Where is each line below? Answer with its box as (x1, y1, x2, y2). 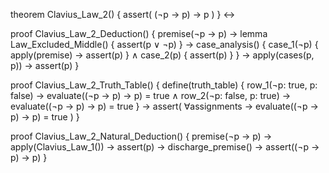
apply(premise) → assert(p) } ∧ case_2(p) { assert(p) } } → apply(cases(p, (10, 49, 315, 61)
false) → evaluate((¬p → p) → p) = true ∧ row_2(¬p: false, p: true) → (10, 90, 292, 101)
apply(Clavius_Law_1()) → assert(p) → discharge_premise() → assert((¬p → (10, 141, 320, 153)
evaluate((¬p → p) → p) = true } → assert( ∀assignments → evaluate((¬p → (10, 100, 319, 112)
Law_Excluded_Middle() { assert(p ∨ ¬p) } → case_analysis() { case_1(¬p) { (10, 39, 319, 50)
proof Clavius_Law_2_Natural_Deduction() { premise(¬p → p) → (10, 130, 273, 142)
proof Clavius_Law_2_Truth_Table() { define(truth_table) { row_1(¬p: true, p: (10, 79, 318, 91)
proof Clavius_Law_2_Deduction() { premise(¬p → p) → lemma (10, 28, 268, 39)
